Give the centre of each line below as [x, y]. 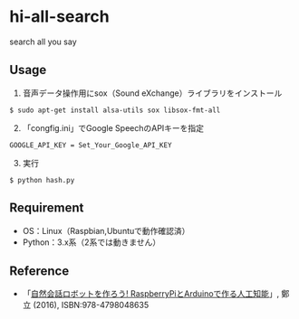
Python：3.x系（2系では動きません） [92, 242]
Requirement [47, 208]
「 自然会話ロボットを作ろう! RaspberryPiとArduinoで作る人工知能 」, [151, 294]
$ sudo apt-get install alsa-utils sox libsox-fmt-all [115, 110]
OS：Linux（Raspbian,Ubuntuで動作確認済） [106, 230]
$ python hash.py [42, 180]
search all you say [43, 42]
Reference [39, 271]
